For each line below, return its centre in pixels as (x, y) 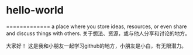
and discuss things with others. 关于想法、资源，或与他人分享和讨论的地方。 (98, 33)
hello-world (35, 10)
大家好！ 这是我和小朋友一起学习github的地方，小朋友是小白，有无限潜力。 (96, 46)
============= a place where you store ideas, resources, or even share (96, 26)
